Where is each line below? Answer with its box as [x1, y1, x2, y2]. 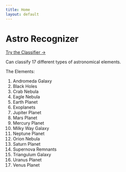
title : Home [5, 7, 30, 12]
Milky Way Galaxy [12, 126, 49, 131]
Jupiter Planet [12, 110, 42, 116]
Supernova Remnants [12, 146, 57, 152]
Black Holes [12, 84, 38, 89]
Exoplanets [12, 104, 36, 110]
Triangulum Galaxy [12, 152, 51, 158]
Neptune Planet [12, 130, 45, 136]
